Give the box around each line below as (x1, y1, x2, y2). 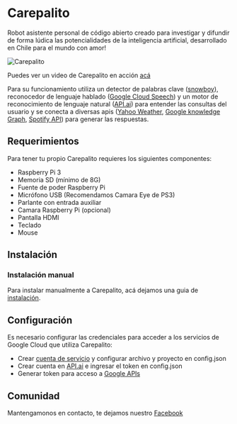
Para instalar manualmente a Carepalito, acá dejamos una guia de (7, 286, 199, 295)
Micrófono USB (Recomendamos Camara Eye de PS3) (17, 190, 175, 199)
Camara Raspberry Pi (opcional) (17, 206, 111, 214)
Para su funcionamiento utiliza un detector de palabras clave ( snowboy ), (7, 84, 219, 93)
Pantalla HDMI (17, 213, 59, 221)
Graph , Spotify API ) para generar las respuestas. (7, 115, 149, 123)
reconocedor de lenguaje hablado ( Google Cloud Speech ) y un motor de (7, 92, 219, 101)
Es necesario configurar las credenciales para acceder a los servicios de (7, 333, 219, 342)
